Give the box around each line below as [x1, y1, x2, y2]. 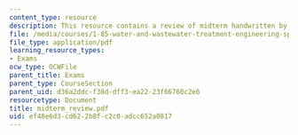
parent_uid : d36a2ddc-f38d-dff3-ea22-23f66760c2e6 [9, 87, 200, 96]
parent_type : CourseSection [9, 79, 114, 88]
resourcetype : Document [9, 95, 98, 105]
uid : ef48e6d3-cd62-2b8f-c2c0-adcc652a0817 [9, 112, 173, 121]
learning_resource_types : [9, 46, 105, 55]
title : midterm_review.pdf [9, 104, 109, 113]
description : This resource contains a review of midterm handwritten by [9, 21, 288, 30]
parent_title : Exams [9, 71, 86, 80]
